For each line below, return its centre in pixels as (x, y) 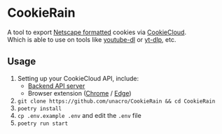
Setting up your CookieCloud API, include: (78, 78)
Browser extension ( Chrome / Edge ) (79, 93)
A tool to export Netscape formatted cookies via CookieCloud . (97, 32)
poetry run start (43, 124)
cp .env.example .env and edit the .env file (79, 115)
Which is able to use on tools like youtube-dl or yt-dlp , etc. (92, 39)
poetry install (40, 109)
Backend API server (56, 86)
